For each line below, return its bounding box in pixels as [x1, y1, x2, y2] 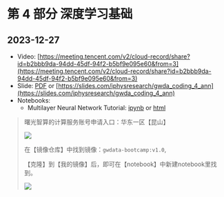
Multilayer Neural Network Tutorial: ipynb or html [27, 104, 166, 112]
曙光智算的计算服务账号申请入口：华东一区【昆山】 [23, 118, 170, 126]
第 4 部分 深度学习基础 [7, 6, 133, 22]
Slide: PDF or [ [17, 82, 59, 90]
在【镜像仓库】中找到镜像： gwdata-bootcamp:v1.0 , [23, 145, 167, 154]
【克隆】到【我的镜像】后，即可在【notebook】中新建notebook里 [23, 160, 212, 168]
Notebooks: [17, 96, 50, 104]
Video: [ [17, 52, 40, 61]
